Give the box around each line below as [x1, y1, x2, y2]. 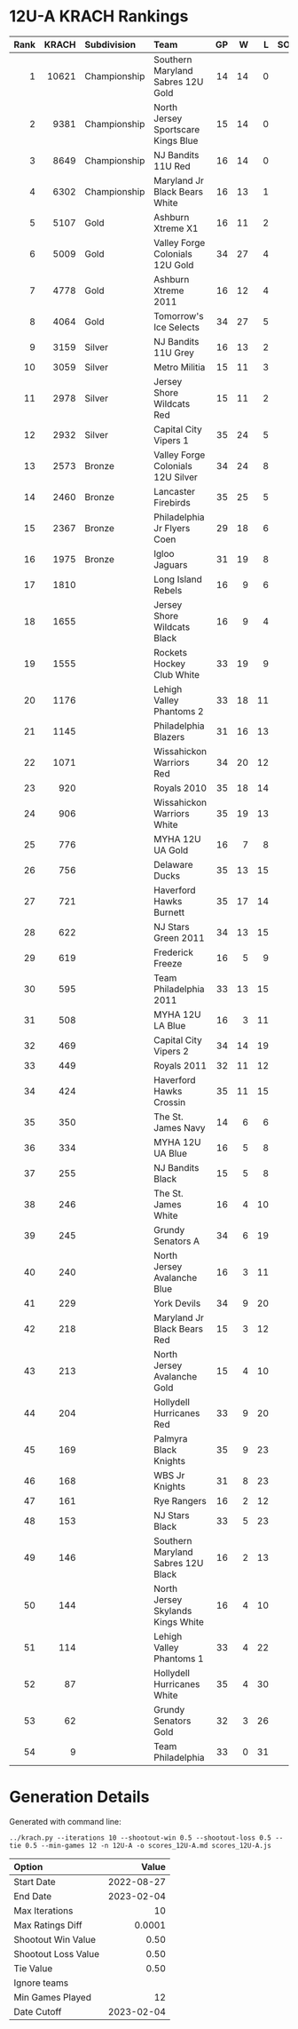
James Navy [153, 1121, 206, 1134]
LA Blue [153, 1019, 186, 1031]
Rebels [153, 584, 183, 596]
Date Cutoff [13, 2005, 62, 2017]
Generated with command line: [9, 1816, 122, 1826]
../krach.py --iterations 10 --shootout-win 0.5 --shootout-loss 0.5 [9, 1833, 272, 1842]
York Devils [153, 1297, 201, 1309]
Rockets [153, 646, 188, 658]
